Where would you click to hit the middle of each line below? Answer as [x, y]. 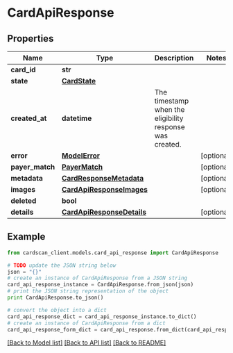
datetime [77, 118]
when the [170, 109]
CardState [79, 81]
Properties [31, 39]
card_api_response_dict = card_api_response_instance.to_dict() [102, 317]
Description [174, 58]
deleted [24, 201]
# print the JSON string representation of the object [88, 291]
